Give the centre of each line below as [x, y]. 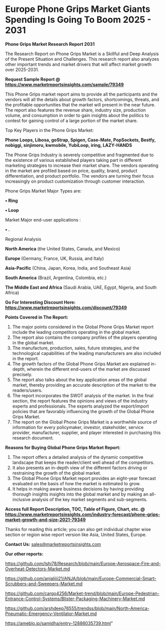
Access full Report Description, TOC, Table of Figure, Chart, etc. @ [75, 509]
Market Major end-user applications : [43, 219]
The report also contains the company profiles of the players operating [84, 337]
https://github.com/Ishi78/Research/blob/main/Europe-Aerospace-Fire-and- [83, 563]
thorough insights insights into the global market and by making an [80, 494]
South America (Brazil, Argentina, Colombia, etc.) [56, 278]
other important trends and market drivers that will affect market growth [79, 64]
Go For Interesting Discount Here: [40, 302]
